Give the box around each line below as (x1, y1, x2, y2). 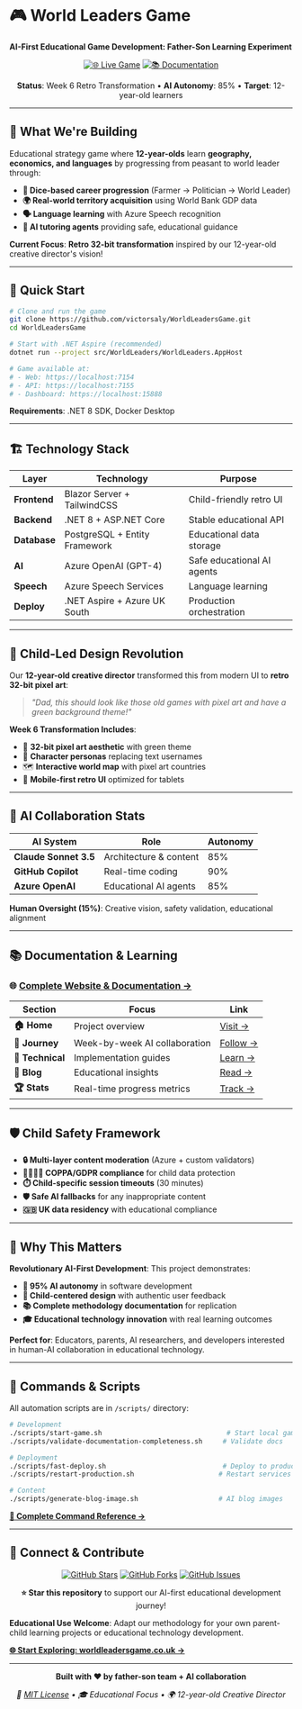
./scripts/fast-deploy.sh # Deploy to (9, 1461, 268, 1470)
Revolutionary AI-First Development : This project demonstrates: (9, 1263, 252, 1274)
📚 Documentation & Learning (9, 948, 178, 963)
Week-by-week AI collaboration (73, 1036, 211, 1049)
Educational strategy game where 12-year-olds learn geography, (9, 148, 252, 158)
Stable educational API (188, 513, 285, 526)
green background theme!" (31, 707, 132, 718)
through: (9, 167, 41, 178)
